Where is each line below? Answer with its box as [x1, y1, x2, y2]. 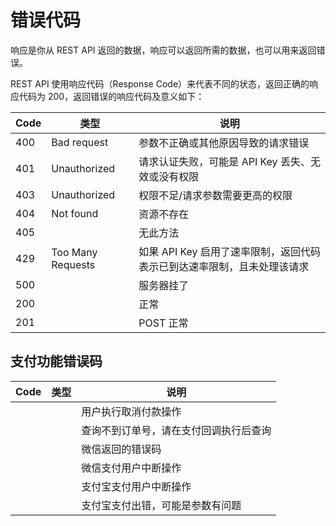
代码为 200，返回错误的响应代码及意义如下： [18, 90, 205, 102]
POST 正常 [138, 316, 189, 330]
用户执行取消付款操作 [81, 404, 182, 418]
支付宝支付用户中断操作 [81, 479, 192, 493]
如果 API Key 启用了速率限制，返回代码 [138, 244, 321, 258]
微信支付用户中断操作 [81, 461, 182, 475]
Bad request [51, 135, 109, 149]
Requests [51, 257, 96, 271]
